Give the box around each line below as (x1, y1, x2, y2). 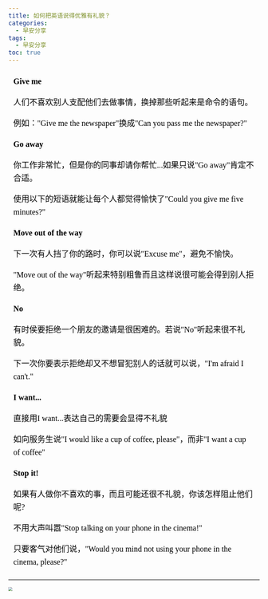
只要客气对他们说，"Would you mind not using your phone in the (13, 544, 232, 554)
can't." (13, 372, 34, 381)
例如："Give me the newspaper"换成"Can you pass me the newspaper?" (13, 119, 247, 128)
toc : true (8, 49, 41, 57)
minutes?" (13, 207, 46, 216)
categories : (8, 19, 48, 27)
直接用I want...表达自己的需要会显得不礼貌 (13, 414, 167, 423)
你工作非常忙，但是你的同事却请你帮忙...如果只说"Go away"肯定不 (13, 160, 254, 170)
